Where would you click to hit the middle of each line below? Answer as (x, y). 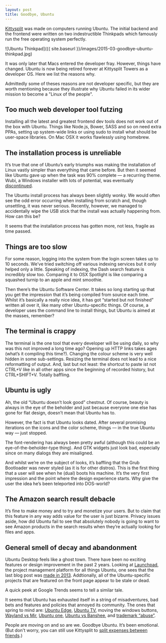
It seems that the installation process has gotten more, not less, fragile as (80, 226)
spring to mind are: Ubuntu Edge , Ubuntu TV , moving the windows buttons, (82, 610)
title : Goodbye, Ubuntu (30, 14)
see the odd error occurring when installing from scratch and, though (76, 200)
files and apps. (20, 532)
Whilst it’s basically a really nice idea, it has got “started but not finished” (79, 299)
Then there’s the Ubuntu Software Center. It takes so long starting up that (80, 289)
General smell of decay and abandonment (71, 547)
